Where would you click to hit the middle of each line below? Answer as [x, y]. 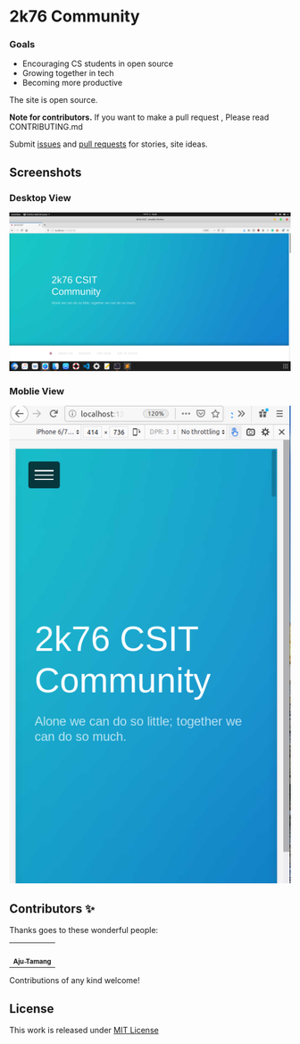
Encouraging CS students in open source [98, 63]
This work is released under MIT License [84, 1031]
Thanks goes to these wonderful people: [84, 930]
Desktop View [40, 198]
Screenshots [46, 172]
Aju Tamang [32, 961]
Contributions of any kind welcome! [75, 981]
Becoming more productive [72, 83]
